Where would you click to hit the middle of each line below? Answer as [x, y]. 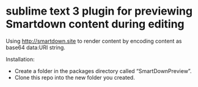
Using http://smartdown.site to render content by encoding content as [94, 41]
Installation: [20, 59]
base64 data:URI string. [35, 47]
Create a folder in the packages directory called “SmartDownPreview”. [103, 71]
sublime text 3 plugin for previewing [99, 11]
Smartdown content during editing [95, 24]
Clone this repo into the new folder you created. [75, 77]
